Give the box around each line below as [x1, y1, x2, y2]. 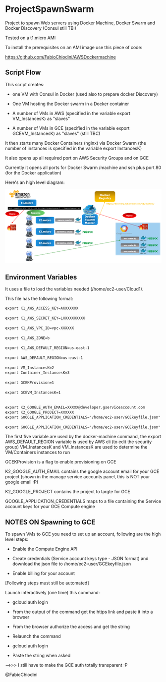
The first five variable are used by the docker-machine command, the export [5, 434, 162, 440]
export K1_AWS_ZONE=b [5, 336, 50, 341]
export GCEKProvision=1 [5, 380, 55, 385]
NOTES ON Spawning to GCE [5, 518, 96, 526]
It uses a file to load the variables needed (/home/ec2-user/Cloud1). [5, 286, 144, 292]
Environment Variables [5, 273, 77, 281]
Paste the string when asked [12, 653, 71, 659]
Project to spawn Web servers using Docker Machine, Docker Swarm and [5, 20, 155, 26]
